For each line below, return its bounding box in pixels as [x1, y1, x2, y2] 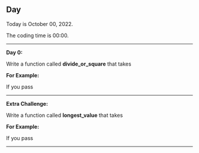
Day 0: [6, 48, 23, 56]
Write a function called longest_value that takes [6, 112, 123, 119]
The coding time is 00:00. [6, 32, 69, 39]
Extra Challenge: [6, 100, 49, 107]
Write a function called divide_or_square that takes [6, 60, 131, 67]
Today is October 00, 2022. [6, 20, 73, 27]
